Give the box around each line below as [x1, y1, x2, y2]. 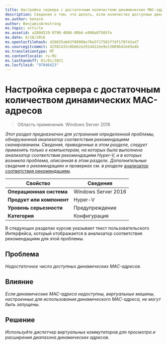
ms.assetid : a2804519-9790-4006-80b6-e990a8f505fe [5, 30, 112, 35]
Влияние [5, 277, 34, 286]
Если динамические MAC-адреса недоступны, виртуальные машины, [5, 291, 155, 297]
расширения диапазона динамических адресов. [5, 334, 109, 340]
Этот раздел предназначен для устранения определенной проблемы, [5, 131, 155, 137]
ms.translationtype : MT [5, 49, 55, 54]
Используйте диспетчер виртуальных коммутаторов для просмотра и [5, 329, 156, 335]
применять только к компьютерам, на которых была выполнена [5, 147, 143, 153]
